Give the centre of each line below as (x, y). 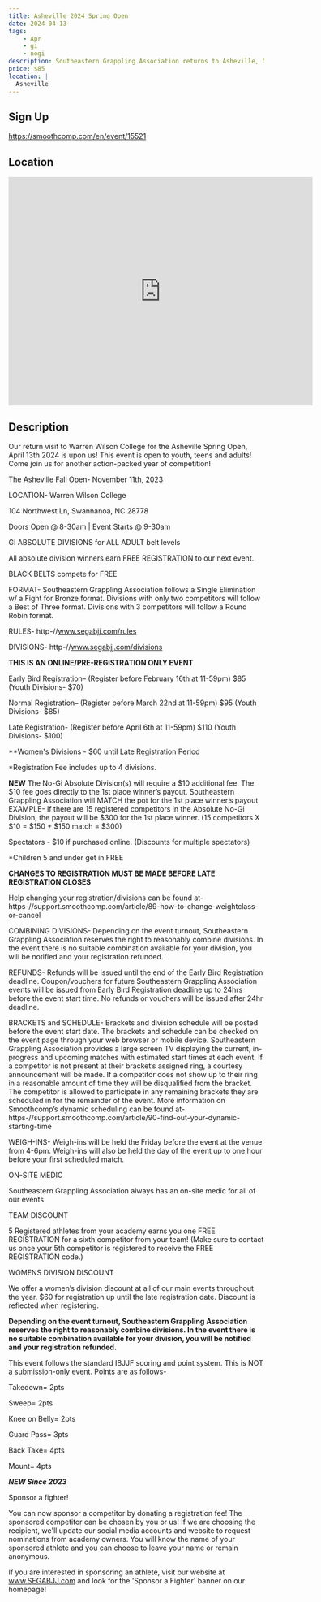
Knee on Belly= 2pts (42, 1418)
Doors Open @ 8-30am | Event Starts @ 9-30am (90, 526)
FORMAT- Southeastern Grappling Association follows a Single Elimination (132, 589)
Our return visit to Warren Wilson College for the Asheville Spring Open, (128, 446)
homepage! (28, 1589)
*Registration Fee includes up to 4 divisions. (82, 767)
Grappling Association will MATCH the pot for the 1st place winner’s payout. (135, 800)
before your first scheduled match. (66, 1159)
